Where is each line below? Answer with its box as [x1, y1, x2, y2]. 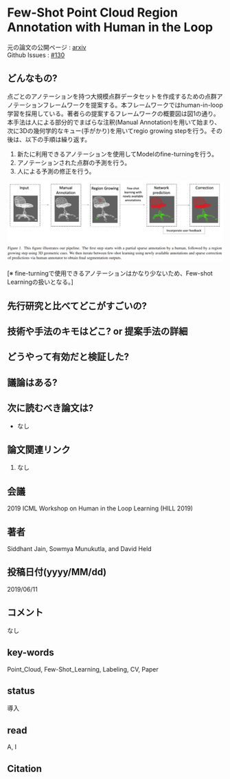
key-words [7, 647, 54, 658]
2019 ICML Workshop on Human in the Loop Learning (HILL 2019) [7, 504, 194, 512]
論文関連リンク [7, 444, 71, 456]
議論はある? [7, 377, 58, 388]
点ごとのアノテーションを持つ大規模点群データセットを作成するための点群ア [7, 92, 223, 101]
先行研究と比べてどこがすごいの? [7, 300, 148, 311]
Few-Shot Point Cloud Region [7, 5, 179, 21]
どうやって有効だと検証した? [7, 351, 129, 363]
